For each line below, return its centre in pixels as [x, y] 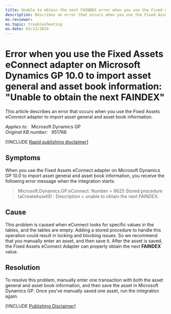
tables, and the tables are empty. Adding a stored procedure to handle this [83, 230]
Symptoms [23, 158]
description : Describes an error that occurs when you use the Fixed [81, 15]
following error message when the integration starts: [60, 181]
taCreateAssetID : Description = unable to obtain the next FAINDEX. [88, 196]
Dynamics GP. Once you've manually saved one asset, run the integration [82, 291]
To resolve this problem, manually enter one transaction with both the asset [84, 280]
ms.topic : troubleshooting [34, 24]
